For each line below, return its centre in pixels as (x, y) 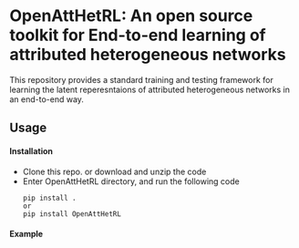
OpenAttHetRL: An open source (131, 16)
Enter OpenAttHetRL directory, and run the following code (131, 181)
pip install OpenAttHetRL (72, 214)
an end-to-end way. (47, 99)
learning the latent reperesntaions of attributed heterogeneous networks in (149, 89)
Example (26, 234)
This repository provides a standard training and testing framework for (141, 79)
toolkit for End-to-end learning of (138, 35)
